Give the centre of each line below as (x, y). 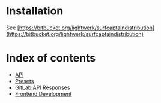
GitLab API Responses (42, 87)
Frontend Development (43, 93)
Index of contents (51, 58)
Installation (35, 11)
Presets (24, 81)
